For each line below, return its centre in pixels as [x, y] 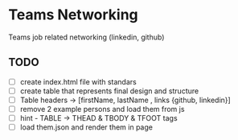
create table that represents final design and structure [109, 91]
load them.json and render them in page [86, 127]
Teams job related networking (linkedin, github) [86, 37]
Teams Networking [73, 15]
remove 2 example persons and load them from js [102, 109]
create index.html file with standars [78, 81]
